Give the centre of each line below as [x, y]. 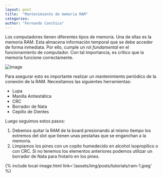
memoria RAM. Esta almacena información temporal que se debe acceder [79, 42]
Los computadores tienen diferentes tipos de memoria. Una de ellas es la [78, 37]
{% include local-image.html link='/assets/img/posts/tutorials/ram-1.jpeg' [79, 166]
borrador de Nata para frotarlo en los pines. [56, 157]
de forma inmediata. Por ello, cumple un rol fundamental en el [67, 47]
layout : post [18, 9]
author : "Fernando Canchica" [35, 23]
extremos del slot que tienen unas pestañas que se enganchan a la [79, 136]
